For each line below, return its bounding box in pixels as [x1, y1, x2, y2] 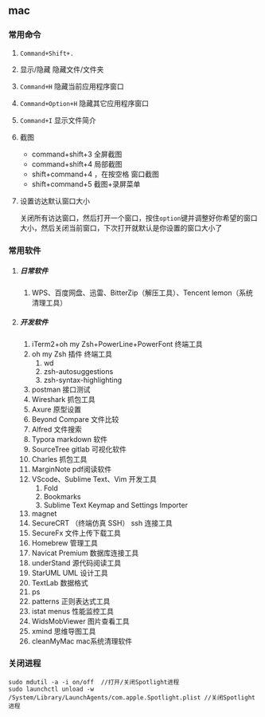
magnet [31, 508, 57, 518]
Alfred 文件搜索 [31, 424, 82, 434]
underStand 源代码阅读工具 [31, 557, 122, 567]
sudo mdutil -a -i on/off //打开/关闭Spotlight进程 [8, 678, 180, 686]
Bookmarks [43, 491, 81, 501]
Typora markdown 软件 [31, 434, 108, 443]
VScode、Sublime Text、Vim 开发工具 [31, 474, 157, 483]
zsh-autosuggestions [43, 366, 114, 376]
